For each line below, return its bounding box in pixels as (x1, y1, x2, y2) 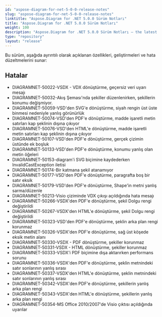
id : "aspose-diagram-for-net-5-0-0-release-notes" (5, 7, 110, 12)
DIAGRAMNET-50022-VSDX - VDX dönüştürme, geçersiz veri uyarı (12, 84, 146, 90)
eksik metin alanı (12, 234, 46, 240)
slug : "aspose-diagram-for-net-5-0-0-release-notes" (5, 12, 114, 17)
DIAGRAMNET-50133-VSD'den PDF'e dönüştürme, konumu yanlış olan (12, 146, 153, 152)
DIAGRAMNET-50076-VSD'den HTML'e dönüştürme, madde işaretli (12, 125, 147, 131)
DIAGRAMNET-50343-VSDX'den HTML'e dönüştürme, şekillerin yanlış (12, 291, 153, 297)
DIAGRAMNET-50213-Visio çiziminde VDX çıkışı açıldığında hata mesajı (12, 193, 154, 198)
